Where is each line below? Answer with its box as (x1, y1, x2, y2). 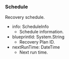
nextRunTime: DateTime (12, 44, 60, 50)
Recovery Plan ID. (19, 39, 55, 45)
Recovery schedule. (5, 15, 45, 20)
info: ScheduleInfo (12, 24, 49, 29)
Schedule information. (19, 29, 64, 35)
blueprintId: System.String (12, 34, 65, 40)
